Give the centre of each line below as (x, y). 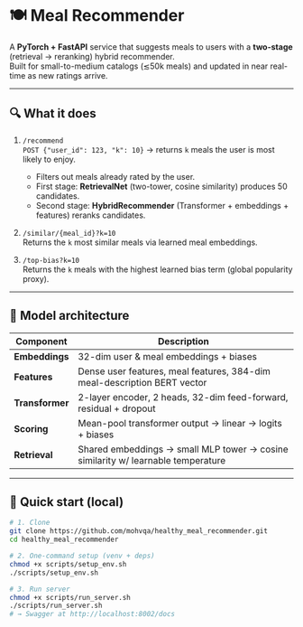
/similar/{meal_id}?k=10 (69, 233)
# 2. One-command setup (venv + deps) (82, 556)
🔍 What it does (53, 113)
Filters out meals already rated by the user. (115, 176)
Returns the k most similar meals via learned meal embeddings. (140, 242)
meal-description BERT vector (142, 382)
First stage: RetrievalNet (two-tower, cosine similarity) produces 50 (161, 186)
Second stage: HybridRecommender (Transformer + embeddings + (162, 205)
